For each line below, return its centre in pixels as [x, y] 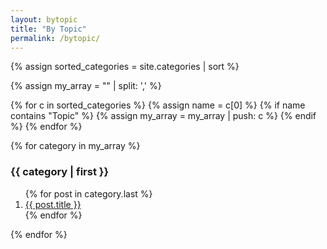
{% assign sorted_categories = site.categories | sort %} [125, 67]
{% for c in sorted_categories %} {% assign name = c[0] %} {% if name [158, 105]
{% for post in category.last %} [88, 193]
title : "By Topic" [48, 29]
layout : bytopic [44, 19]
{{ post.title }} [53, 204]
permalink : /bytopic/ [55, 38]
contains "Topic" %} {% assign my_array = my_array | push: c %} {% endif [163, 116]
